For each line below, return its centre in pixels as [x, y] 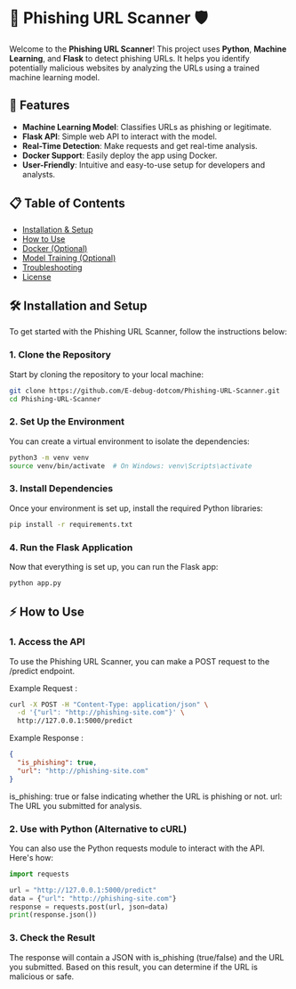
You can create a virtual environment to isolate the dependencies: [130, 441]
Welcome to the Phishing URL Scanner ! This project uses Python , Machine [148, 49]
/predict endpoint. [42, 671]
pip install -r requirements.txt [71, 524]
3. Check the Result [52, 938]
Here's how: [31, 857]
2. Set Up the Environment [67, 422]
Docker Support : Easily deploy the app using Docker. [120, 155]
